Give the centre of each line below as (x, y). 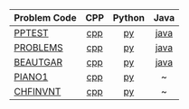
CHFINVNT (38, 91)
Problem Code (45, 18)
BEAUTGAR (38, 62)
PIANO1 (31, 77)
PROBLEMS (38, 47)
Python (128, 18)
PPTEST (31, 33)
